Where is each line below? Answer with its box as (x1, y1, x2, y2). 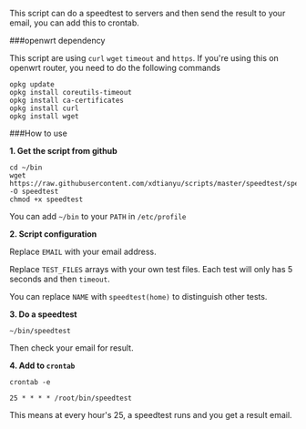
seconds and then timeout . (9, 273, 111, 284)
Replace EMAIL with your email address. (9, 246, 157, 257)
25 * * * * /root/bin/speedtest (9, 393, 132, 403)
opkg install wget (9, 112, 79, 121)
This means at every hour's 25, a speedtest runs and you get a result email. (9, 410, 293, 420)
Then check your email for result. (9, 342, 134, 353)
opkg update (9, 80, 55, 89)
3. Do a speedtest (9, 309, 77, 320)
